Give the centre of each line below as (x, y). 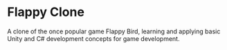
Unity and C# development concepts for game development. (93, 38)
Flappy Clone (46, 12)
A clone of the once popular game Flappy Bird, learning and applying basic (114, 31)
